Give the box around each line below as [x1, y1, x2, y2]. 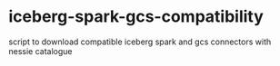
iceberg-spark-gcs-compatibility [8, 6, 265, 27]
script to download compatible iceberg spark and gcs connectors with [8, 36, 272, 47]
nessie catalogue [8, 45, 74, 56]
